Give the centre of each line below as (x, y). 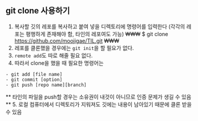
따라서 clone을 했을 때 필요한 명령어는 (59, 63)
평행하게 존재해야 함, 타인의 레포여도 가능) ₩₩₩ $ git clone (97, 34)
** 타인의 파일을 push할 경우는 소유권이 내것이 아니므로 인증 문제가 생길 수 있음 (99, 97)
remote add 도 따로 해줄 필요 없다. (54, 55)
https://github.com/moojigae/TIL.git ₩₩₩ (67, 40)
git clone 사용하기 (38, 11)
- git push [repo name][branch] (46, 85)
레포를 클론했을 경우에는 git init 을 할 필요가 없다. (74, 48)
